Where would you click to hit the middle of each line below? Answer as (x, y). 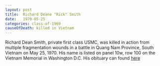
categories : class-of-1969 (33, 24)
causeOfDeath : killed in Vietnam (40, 28)
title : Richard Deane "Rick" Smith (43, 14)
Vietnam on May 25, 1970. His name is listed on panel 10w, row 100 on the (80, 53)
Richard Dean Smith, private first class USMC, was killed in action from (77, 42)
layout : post (19, 10)
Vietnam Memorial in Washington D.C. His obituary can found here (73, 58)
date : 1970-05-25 (25, 19)
